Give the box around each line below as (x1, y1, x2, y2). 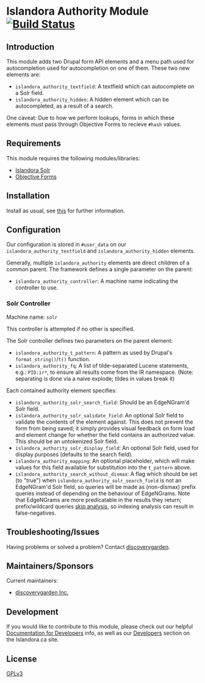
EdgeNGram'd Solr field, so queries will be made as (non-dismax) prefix (15, 483, 196, 490)
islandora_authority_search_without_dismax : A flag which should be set (15, 470, 198, 477)
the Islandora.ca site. (6, 636, 59, 643)
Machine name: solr (6, 313, 58, 321)
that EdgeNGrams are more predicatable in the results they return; (15, 496, 182, 503)
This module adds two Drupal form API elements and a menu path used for (6, 58, 195, 65)
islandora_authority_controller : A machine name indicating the (15, 277, 179, 285)
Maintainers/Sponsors (6, 561, 94, 571)
